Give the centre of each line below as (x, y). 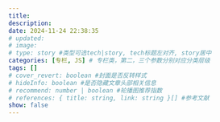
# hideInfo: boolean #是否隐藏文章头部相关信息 (83, 83)
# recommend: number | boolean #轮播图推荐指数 (85, 90)
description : (30, 23)
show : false (28, 105)
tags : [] (23, 68)
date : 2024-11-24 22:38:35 (54, 31)
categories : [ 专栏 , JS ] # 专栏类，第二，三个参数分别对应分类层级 (110, 61)
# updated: (27, 38)
